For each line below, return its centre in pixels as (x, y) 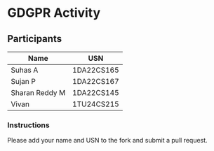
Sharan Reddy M (38, 93)
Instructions (29, 125)
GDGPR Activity (54, 13)
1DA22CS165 (96, 70)
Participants (34, 39)
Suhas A (25, 70)
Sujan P (24, 81)
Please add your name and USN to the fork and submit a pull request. (108, 141)
